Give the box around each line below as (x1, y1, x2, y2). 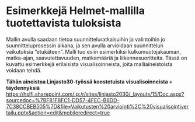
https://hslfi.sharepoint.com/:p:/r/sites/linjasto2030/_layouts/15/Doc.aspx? (6, 90, 184, 97)
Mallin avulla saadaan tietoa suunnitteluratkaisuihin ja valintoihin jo (6, 36, 165, 43)
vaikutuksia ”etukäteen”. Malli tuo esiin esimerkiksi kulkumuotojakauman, (6, 48, 181, 55)
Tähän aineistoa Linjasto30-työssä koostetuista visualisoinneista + (6, 78, 173, 85)
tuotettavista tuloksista (6, 16, 121, 30)
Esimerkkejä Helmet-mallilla (6, 4, 145, 18)
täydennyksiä (6, 84, 40, 91)
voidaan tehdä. (6, 67, 42, 74)
